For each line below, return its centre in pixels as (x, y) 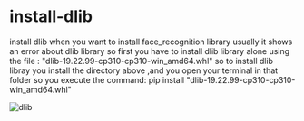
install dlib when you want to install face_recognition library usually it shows (151, 42)
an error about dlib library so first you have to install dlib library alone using (150, 51)
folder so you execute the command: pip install (97, 79)
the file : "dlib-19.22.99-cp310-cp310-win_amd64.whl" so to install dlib (142, 60)
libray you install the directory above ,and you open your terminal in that (144, 70)
